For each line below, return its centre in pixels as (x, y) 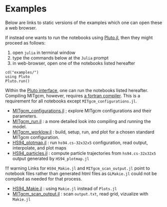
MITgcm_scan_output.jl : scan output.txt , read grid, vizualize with (80, 193)
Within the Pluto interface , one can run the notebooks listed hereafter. (77, 90)
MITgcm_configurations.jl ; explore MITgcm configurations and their (82, 110)
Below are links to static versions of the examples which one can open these (84, 22)
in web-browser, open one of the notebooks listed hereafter (74, 63)
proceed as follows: (25, 42)
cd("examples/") (22, 72)
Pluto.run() (17, 81)
